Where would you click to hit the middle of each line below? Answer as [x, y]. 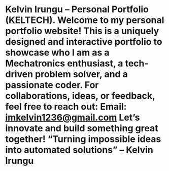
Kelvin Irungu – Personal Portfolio [77, 9]
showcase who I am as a [58, 53]
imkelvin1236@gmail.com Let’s [73, 118]
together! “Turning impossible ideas [83, 139]
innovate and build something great [82, 129]
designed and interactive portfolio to [84, 42]
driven [19, 74]
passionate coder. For [52, 85]
